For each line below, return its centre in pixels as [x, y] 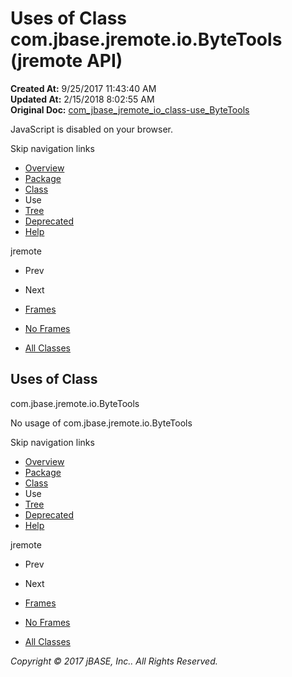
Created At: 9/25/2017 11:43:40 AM [83, 88]
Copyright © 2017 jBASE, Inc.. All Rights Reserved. [114, 661]
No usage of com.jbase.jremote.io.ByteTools [101, 423]
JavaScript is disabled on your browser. [92, 129]
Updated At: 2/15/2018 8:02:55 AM [82, 99]
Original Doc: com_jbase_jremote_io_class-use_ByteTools [130, 109]
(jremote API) [66, 61]
